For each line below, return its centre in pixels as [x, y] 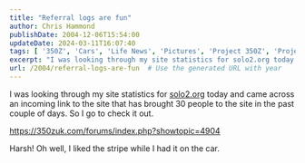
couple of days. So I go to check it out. [82, 113]
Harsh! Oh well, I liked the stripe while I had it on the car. [114, 148]
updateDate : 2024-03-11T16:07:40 [73, 43]
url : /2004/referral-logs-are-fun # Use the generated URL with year [146, 69]
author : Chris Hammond [52, 26]
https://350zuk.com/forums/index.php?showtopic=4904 [115, 130]
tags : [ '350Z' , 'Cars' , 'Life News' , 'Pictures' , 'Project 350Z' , [140, 52]
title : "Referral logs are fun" [70, 18]
